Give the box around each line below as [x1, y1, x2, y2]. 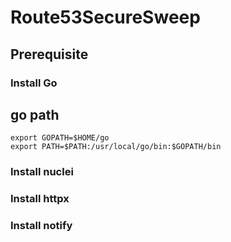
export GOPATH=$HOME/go [10, 133, 110, 143]
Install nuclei [10, 165, 74, 179]
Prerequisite [10, 46, 89, 63]
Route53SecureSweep [10, 6, 201, 29]
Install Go [10, 76, 58, 90]
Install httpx [10, 192, 70, 206]
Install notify [10, 219, 73, 233]
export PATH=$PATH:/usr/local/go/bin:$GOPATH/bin [10, 142, 222, 152]
